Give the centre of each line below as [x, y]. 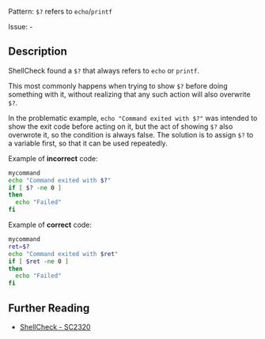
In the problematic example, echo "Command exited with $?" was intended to [133, 118]
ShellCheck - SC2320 [55, 327]
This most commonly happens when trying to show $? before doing [118, 85]
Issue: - [21, 26]
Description [38, 52]
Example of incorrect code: [53, 158]
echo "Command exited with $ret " [63, 254]
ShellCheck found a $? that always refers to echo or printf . [104, 70]
